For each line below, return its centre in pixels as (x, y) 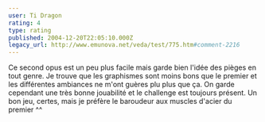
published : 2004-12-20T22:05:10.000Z (71, 38)
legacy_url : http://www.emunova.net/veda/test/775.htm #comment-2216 (124, 45)
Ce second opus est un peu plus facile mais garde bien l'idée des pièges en (132, 67)
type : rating (30, 30)
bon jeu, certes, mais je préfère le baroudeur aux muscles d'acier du (120, 101)
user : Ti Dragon (35, 15)
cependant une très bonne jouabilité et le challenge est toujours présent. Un (132, 93)
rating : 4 (25, 23)
